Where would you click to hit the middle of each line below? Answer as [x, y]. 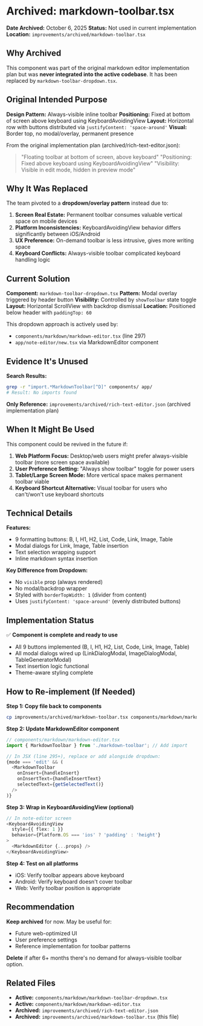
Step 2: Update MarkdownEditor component [63, 728]
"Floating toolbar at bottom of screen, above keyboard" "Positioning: [106, 157]
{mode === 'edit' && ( [35, 762]
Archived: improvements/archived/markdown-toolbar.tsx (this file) [97, 1017]
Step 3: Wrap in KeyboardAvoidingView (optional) [70, 807]
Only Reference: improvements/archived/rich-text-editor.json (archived [98, 404]
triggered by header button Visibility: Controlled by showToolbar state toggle [101, 300]
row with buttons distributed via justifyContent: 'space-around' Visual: [97, 127]
